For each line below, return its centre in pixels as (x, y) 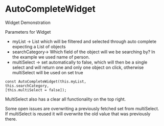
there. (11, 119)
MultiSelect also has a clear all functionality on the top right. (66, 99)
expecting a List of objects (39, 46)
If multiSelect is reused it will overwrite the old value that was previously (78, 114)
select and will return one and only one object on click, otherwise (78, 67)
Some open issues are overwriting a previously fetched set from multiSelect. (82, 108)
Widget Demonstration (28, 22)
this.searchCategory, (27, 86)
